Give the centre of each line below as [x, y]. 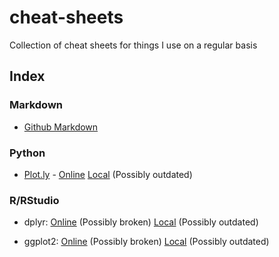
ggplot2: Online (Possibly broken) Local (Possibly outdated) [146, 242]
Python [27, 153]
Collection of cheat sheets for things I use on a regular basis [133, 45]
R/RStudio [34, 200]
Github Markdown [61, 127]
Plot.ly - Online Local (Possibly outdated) [108, 174]
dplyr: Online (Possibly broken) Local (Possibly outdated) [141, 222]
